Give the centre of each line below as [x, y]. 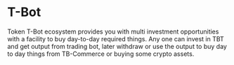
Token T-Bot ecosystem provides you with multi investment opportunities [113, 31]
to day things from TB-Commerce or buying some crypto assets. [101, 54]
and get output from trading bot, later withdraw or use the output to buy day [117, 46]
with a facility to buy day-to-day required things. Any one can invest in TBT [116, 38]
